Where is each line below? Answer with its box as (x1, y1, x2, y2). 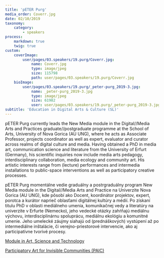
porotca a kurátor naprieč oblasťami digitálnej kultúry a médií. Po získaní (5, 197, 150, 203)
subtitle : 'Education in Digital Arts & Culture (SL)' (5, 107, 119, 112)
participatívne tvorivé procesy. (5, 228, 67, 235)
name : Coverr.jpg (31, 62, 67, 66)
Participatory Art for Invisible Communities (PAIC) (5, 247, 104, 253)
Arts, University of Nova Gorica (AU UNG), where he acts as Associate (5, 130, 147, 137)
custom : (5, 48, 21, 53)
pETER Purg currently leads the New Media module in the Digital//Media (5, 120, 150, 126)
